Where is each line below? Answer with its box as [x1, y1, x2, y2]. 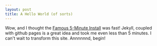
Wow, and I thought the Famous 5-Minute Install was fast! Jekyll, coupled [5, 25, 152, 31]
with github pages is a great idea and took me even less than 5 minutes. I [5, 30, 152, 36]
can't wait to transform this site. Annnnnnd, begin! [5, 35, 106, 41]
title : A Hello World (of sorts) [5, 12, 73, 16]
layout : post [5, 7, 32, 12]
